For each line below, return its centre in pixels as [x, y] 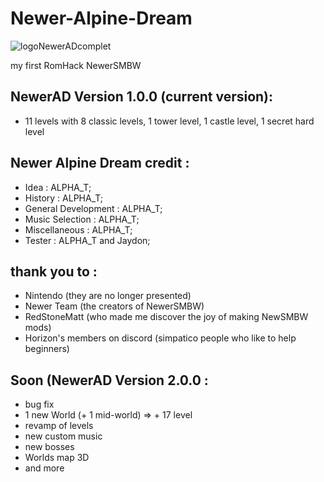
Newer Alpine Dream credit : [100, 163]
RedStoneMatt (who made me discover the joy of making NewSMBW [166, 317]
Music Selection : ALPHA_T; [82, 219]
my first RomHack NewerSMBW [76, 65]
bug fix [39, 404]
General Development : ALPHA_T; [93, 208]
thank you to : [54, 271]
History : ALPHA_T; [64, 198]
